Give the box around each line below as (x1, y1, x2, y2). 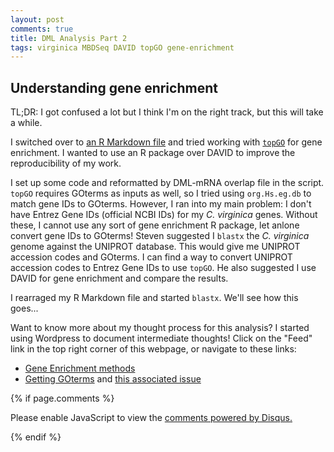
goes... (10, 302, 39, 315)
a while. (10, 117, 43, 129)
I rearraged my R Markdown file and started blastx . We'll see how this (10, 292, 299, 304)
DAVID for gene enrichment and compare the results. (10, 272, 229, 285)
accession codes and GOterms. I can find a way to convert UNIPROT (10, 251, 293, 263)
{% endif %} (10, 431, 62, 443)
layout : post (10, 14, 65, 25)
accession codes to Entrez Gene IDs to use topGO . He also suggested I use (10, 262, 317, 274)
